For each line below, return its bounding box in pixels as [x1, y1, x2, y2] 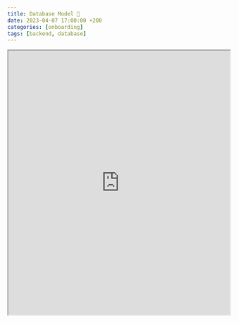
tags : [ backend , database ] [7, 30, 87, 37]
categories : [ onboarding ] [7, 23, 83, 30]
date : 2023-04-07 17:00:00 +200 [7, 17, 102, 24]
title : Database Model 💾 [7, 10, 80, 18]
